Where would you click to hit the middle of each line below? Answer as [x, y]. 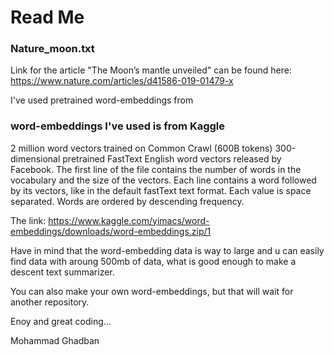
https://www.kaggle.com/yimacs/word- [129, 220]
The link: [28, 220]
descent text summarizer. [62, 272]
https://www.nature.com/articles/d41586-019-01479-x [122, 81]
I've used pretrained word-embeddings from [102, 100]
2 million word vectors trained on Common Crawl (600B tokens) [141, 148]
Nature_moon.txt [52, 49]
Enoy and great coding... [61, 321]
